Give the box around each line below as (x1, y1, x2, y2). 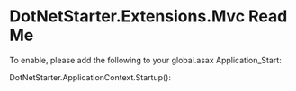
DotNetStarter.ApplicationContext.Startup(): (9, 71, 171, 82)
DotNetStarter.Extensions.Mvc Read (9, 6, 288, 27)
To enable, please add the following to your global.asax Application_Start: (9, 54, 282, 65)
